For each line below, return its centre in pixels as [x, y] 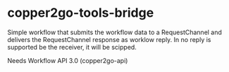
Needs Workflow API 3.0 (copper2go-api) [68, 60]
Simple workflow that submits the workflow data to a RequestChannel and [114, 32]
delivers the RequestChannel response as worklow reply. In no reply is [109, 39]
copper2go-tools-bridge [81, 13]
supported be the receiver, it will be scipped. [72, 47]
